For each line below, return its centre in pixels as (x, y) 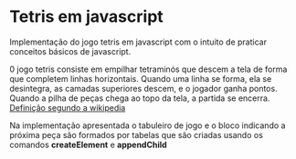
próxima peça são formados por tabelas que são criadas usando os (136, 134)
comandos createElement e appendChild (88, 144)
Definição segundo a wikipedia (68, 107)
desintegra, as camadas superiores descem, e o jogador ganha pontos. (143, 88)
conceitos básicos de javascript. (70, 51)
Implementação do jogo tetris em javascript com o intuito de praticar (138, 42)
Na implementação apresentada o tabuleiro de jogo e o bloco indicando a (148, 125)
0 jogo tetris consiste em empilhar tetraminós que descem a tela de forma (148, 69)
